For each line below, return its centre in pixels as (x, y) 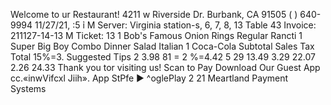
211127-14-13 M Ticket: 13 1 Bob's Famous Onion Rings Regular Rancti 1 (156, 35)
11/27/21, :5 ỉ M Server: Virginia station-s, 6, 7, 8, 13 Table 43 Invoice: (175, 25)
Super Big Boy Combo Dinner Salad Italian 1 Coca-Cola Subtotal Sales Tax (162, 46)
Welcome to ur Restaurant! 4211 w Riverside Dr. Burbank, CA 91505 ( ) (154, 14)
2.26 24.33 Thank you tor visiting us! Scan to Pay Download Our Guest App (165, 67)
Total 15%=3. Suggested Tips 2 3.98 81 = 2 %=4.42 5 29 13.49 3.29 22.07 (163, 57)
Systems (28, 88)
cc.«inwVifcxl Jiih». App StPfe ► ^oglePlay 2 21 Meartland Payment (149, 78)
